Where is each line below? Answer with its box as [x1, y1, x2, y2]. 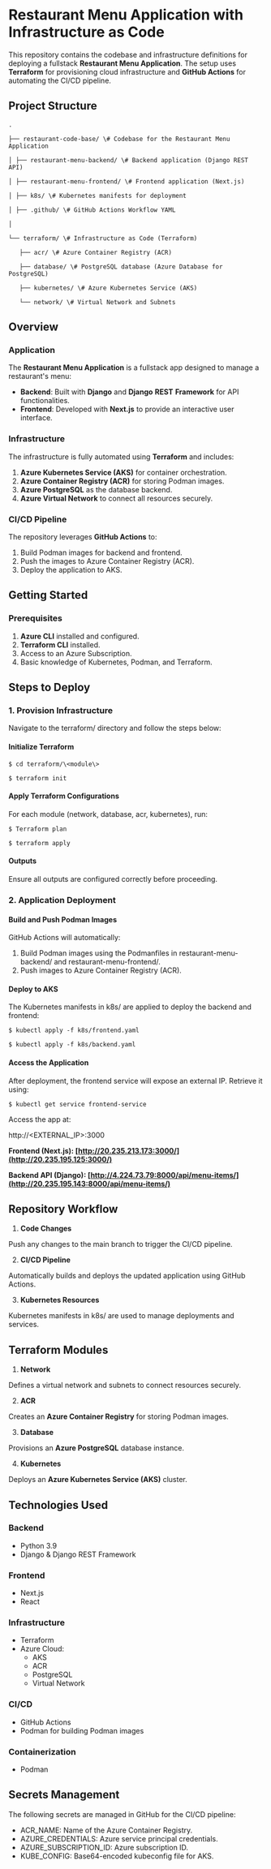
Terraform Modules [8, 1343, 109, 1356]
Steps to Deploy [8, 681, 91, 694]
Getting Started [8, 588, 88, 602]
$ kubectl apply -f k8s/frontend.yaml [8, 1026, 140, 1035]
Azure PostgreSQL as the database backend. [19, 484, 173, 494]
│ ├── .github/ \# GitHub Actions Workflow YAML [8, 205, 176, 214]
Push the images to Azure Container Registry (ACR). [19, 556, 195, 566]
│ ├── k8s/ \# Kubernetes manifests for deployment [8, 191, 187, 200]
